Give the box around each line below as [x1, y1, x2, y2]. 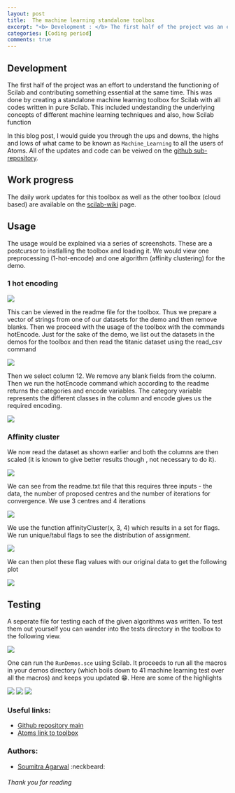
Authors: [7, 746, 38, 756]
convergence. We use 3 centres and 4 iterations [7, 497, 146, 505]
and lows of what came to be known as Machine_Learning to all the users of [7, 139, 224, 147]
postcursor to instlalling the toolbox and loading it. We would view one [7, 246, 210, 255]
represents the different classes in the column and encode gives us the [7, 393, 212, 402]
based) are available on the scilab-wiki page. [7, 200, 136, 209]
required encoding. [7, 401, 62, 409]
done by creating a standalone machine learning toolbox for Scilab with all [7, 95, 221, 104]
